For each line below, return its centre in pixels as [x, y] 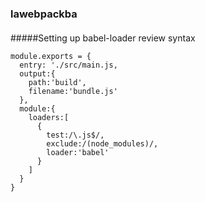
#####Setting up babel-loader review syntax [103, 38]
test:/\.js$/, [75, 135]
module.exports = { [51, 56]
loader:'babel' [78, 152]
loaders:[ [49, 117]
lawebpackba [44, 14]
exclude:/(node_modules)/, [102, 143]
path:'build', [57, 82]
